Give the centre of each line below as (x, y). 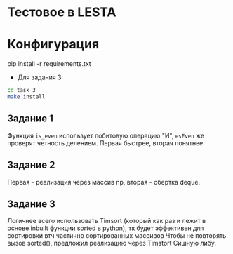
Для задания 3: (40, 77)
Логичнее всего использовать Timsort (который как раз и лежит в (107, 221)
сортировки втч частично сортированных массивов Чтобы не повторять (117, 236)
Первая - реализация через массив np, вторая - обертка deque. (104, 182)
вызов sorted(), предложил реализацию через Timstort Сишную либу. (112, 243)
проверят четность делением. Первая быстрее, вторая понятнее (105, 143)
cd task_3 (22, 91)
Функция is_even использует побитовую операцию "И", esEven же (106, 135)
